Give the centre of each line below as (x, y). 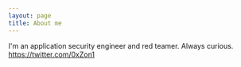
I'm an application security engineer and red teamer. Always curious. (121, 45)
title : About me (35, 23)
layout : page (30, 16)
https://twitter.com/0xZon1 (52, 54)
